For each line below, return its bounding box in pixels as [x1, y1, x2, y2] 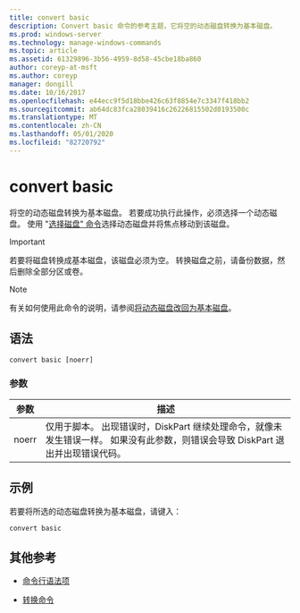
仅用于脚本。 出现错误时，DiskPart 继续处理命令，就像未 [45, 420, 283, 432]
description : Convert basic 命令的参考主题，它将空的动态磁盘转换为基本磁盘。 [9, 21, 277, 30]
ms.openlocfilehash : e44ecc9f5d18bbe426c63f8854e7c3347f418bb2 [9, 96, 250, 106]
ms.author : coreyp [9, 72, 78, 81]
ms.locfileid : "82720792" [9, 138, 105, 147]
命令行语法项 [21, 575, 70, 586]
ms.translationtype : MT [9, 113, 98, 122]
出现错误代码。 [62, 447, 127, 459]
